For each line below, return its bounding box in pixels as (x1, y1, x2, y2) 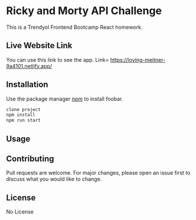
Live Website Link (6, 41, 73, 51)
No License (6, 208, 34, 215)
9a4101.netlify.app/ (6, 62, 52, 69)
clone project (6, 106, 41, 112)
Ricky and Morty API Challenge (6, 4, 162, 18)
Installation (6, 79, 48, 89)
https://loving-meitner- (110, 56, 166, 63)
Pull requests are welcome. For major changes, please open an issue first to (6, 169, 191, 176)
